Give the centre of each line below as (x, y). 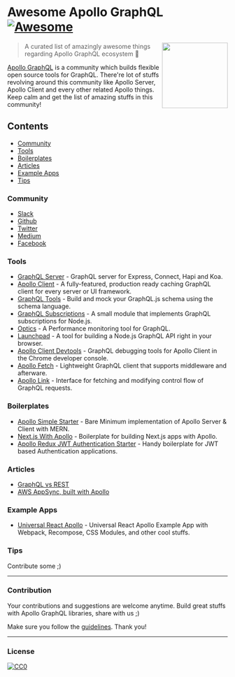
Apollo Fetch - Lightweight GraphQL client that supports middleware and (122, 366)
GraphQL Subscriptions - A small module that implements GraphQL (114, 314)
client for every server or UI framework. (74, 291)
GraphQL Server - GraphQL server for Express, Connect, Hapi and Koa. (120, 277)
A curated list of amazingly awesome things (87, 46)
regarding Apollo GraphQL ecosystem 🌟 (82, 54)
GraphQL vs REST (43, 484)
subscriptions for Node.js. (55, 321)
